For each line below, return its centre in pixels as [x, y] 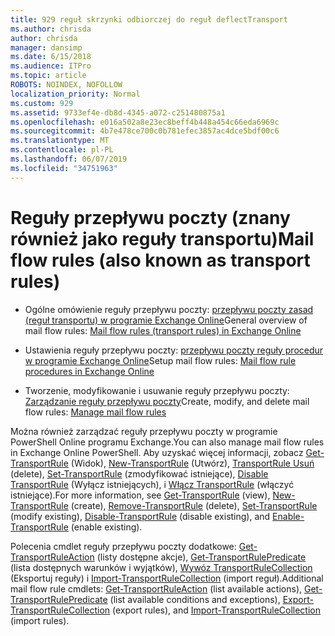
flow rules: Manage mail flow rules [95, 412]
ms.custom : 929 [42, 103]
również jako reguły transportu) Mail [162, 238]
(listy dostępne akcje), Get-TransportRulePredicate [201, 557]
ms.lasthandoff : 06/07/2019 [69, 159]
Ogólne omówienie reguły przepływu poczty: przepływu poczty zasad [169, 309]
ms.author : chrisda [51, 29]
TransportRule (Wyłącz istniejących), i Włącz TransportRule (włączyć [152, 484]
